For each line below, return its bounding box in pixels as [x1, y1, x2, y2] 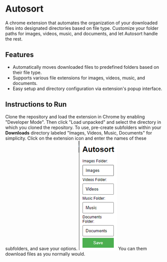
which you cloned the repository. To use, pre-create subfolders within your [5, 124, 161, 130]
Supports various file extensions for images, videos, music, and [12, 74, 145, 81]
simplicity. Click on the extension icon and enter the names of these [5, 135, 147, 141]
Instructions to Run [5, 100, 67, 109]
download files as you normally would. [5, 251, 86, 257]
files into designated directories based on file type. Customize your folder [5, 25, 159, 31]
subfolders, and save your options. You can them [5, 245, 147, 251]
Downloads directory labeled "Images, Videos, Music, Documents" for [5, 129, 152, 136]
